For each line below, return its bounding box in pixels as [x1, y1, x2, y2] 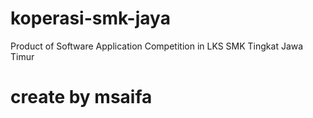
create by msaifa [10, 86, 153, 109]
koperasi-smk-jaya [10, 7, 171, 30]
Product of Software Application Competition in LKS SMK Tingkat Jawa [10, 40, 304, 52]
